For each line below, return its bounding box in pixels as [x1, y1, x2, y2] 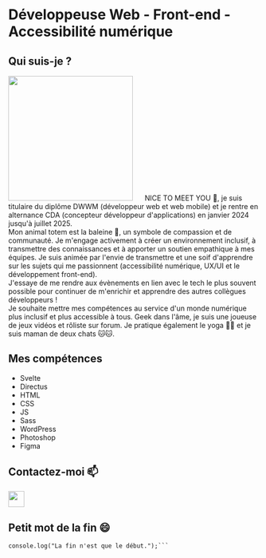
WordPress [19, 424, 57, 433]
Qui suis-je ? [8, 54, 72, 68]
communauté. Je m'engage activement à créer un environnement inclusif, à [8, 235, 256, 245]
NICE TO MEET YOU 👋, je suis [144, 193, 243, 203]
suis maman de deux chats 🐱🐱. [8, 329, 115, 338]
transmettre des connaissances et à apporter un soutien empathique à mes [8, 244, 255, 253]
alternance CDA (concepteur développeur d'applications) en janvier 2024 [8, 210, 249, 220]
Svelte [19, 373, 41, 382]
